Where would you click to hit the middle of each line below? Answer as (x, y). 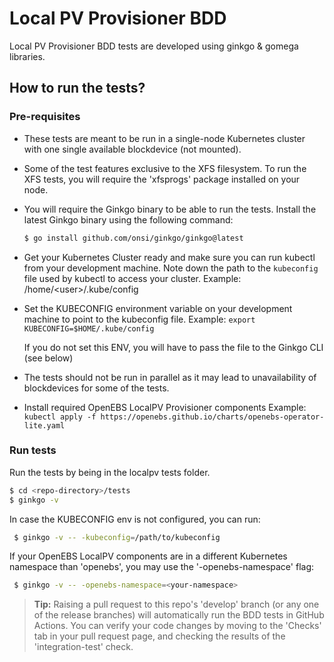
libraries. (27, 56)
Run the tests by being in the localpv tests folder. (110, 472)
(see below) (48, 358)
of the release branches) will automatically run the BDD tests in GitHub (179, 615)
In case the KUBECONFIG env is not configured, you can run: (135, 519)
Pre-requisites (45, 117)
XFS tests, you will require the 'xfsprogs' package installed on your (162, 179)
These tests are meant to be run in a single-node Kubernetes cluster (164, 138)
